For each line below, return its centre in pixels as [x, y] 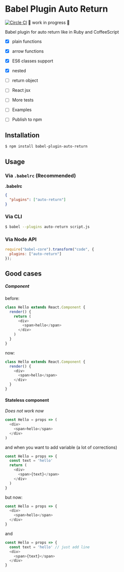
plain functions [27, 41]
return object [25, 80]
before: [12, 298]
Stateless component [27, 400]
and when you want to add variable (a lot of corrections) [61, 447]
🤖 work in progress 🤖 [49, 22]
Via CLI [14, 217]
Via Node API [21, 239]
